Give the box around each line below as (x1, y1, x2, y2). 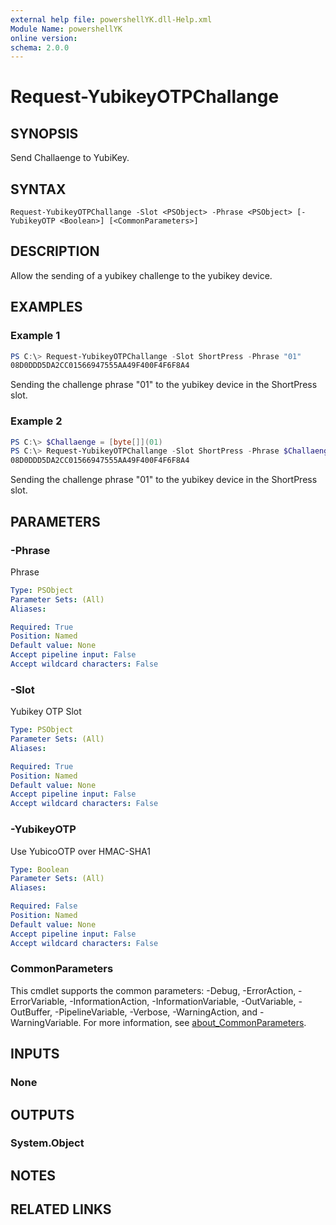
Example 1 (10, 329, 61, 343)
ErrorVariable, (10, 995, 68, 1007)
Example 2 (10, 414, 63, 428)
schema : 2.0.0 (10, 42, 70, 53)
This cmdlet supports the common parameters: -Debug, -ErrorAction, (10, 984, 297, 996)
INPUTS (10, 1046, 60, 1063)
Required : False (10, 901, 78, 911)
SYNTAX (10, 181, 67, 198)
